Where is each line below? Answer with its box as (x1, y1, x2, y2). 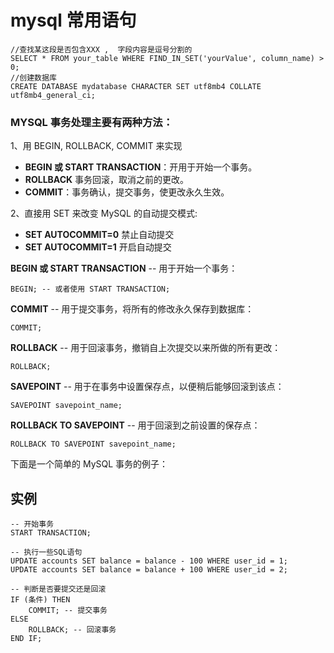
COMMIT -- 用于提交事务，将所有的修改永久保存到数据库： (10, 303, 255, 315)
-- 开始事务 (10, 519, 55, 530)
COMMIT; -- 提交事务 (28, 606, 108, 616)
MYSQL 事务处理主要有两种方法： (10, 115, 174, 129)
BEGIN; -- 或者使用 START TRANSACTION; (10, 284, 171, 295)
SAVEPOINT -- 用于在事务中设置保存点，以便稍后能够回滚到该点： (10, 381, 285, 393)
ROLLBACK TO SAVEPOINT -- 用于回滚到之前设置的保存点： (10, 419, 261, 431)
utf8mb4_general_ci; (10, 90, 97, 100)
